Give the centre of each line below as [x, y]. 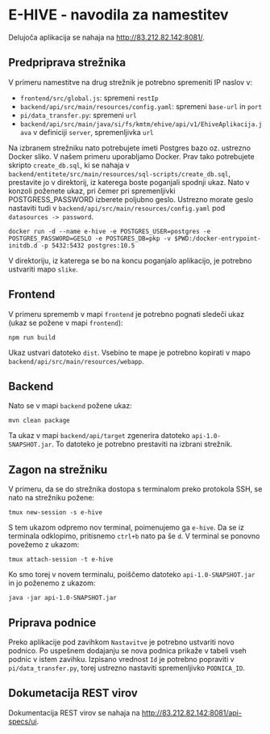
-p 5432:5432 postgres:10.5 [88, 245]
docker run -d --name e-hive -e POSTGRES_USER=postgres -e [110, 231]
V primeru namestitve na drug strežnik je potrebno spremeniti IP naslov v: [130, 82]
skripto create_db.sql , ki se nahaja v [69, 165]
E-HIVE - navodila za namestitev [118, 15]
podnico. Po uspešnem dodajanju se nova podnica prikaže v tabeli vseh [128, 651]
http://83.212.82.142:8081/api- [191, 712]
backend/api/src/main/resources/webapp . [76, 361]
